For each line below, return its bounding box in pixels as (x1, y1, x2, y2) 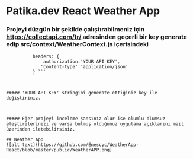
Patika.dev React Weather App (6, 4, 160, 18)
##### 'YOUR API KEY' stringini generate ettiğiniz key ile (6, 90, 158, 96)
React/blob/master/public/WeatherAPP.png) (6, 147, 112, 153)
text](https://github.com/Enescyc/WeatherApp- (21, 142, 139, 148)
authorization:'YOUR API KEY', (43, 59, 120, 65)
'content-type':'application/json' (40, 64, 128, 70)
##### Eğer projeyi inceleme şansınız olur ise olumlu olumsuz (6, 116, 166, 122)
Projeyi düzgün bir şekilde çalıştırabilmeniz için (6, 26, 145, 34)
